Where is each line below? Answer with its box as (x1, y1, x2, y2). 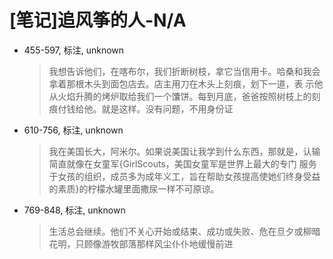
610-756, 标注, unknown (23, 124, 124, 136)
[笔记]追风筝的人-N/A (9, 9, 187, 32)
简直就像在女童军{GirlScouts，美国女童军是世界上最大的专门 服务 (48, 157, 317, 170)
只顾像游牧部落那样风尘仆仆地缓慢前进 (75, 237, 234, 250)
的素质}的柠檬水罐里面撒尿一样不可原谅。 (48, 182, 220, 195)
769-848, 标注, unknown (23, 204, 126, 216)
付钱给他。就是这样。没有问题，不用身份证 (57, 102, 234, 115)
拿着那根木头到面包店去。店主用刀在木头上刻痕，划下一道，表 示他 (48, 77, 324, 90)
